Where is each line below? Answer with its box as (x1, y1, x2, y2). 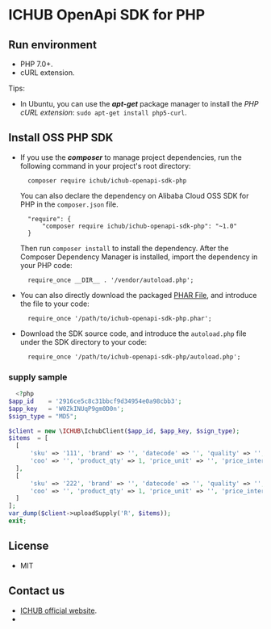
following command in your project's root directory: (19, 161, 191, 170)
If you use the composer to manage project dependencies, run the (19, 152, 242, 162)
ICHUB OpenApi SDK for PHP (8, 6, 206, 24)
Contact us (8, 584, 65, 598)
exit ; (8, 517, 27, 526)
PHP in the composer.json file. (19, 199, 119, 209)
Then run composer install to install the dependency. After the (19, 243, 229, 253)
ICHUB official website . (19, 606, 98, 615)
